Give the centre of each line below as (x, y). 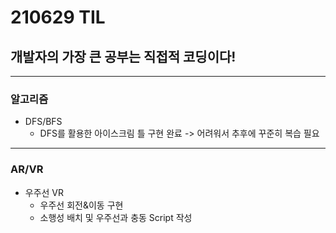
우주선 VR (44, 192)
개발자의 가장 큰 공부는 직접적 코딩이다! (123, 56)
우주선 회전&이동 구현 (81, 205)
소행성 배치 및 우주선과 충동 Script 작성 (116, 217)
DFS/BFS (43, 122)
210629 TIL (58, 17)
